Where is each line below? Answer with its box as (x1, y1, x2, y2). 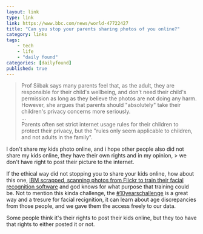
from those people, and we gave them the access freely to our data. (6, 202, 176, 210)
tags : (6, 37, 20, 43)
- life (17, 49, 34, 55)
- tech (17, 43, 34, 49)
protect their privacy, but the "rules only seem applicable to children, (21, 127, 193, 134)
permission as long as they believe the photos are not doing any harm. (21, 95, 197, 102)
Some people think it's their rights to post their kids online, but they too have (6, 214, 197, 222)
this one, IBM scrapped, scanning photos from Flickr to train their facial (6, 177, 184, 184)
